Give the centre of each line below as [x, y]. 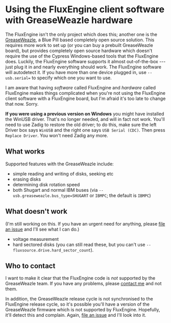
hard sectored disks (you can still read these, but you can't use [79, 244]
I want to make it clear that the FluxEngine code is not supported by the [80, 278]
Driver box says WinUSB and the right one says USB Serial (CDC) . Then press [85, 130]
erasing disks [27, 179]
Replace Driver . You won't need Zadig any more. [57, 135]
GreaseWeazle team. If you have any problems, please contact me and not [83, 284]
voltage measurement [36, 239]
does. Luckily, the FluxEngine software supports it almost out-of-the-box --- [86, 61]
